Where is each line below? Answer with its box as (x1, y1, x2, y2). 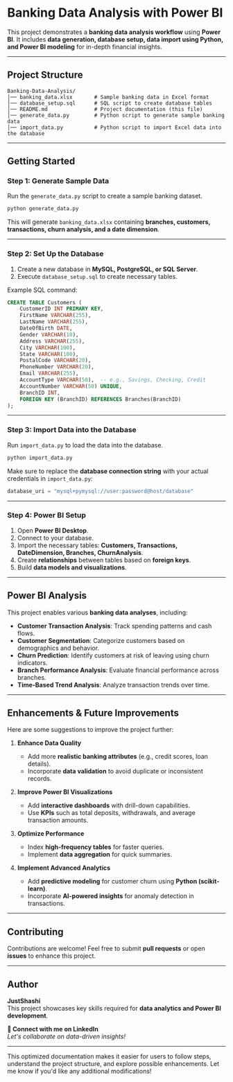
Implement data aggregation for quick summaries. (27, 850, 172, 859)
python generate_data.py (7, 205, 79, 212)
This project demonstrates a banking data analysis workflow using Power (7, 28, 221, 36)
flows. (17, 629, 35, 637)
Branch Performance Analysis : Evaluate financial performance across (17, 666, 220, 674)
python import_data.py (7, 454, 73, 461)
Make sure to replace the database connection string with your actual (7, 467, 209, 475)
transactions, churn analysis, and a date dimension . (7, 225, 159, 234)
